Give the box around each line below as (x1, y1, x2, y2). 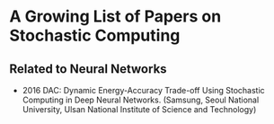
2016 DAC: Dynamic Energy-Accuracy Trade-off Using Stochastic (22, 85, 265, 95)
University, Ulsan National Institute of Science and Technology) (22, 104, 257, 114)
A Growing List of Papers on (9, 6, 222, 27)
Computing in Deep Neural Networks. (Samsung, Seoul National (22, 94, 260, 105)
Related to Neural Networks (9, 61, 168, 76)
